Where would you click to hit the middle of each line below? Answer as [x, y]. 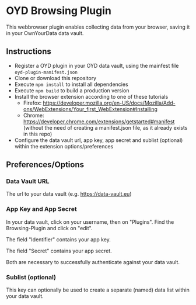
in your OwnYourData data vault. [45, 33]
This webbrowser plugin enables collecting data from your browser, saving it [98, 27]
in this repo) [38, 134]
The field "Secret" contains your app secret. [59, 251]
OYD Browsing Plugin [59, 11]
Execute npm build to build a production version [72, 90]
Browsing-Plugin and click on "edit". [49, 228]
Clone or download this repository [55, 78]
